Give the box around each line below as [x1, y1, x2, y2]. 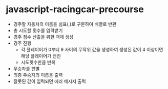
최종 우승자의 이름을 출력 [13, 72, 63, 78]
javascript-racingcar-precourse [6, 4, 144, 15]
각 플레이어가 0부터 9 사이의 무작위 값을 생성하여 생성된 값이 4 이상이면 [20, 46, 163, 52]
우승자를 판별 [13, 65, 40, 72]
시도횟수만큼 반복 [20, 59, 56, 65]
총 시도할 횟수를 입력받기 [13, 27, 63, 34]
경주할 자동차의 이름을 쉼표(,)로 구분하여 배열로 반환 [13, 21, 117, 27]
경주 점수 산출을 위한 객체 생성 [13, 34, 74, 40]
